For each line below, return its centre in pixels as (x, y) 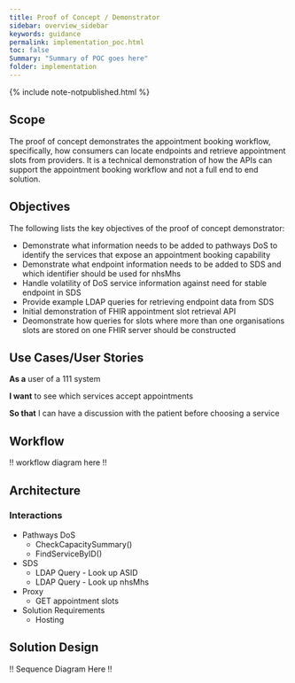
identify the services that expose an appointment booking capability (146, 254)
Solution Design (54, 648)
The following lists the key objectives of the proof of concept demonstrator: (147, 228)
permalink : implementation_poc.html (77, 42)
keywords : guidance (45, 34)
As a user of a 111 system (55, 379)
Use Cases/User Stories (77, 357)
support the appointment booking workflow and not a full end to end (134, 169)
